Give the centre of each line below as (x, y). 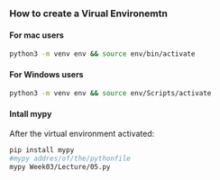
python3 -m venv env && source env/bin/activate (102, 54)
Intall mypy (31, 113)
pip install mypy (42, 150)
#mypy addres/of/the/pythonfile (70, 159)
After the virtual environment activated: (82, 134)
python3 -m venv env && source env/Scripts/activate (110, 94)
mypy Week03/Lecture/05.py (60, 167)
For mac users (37, 35)
